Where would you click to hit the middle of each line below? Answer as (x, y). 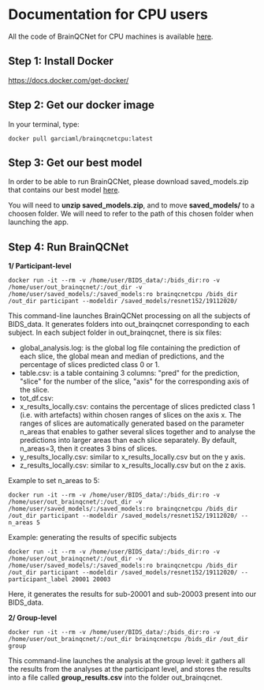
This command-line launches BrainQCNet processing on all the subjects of (129, 316)
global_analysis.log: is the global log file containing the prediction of (130, 348)
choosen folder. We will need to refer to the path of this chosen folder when (131, 214)
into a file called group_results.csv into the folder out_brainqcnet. (115, 677)
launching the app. (39, 222)
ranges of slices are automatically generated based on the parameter (132, 423)
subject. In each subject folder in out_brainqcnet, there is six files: (115, 332)
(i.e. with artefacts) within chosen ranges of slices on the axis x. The (130, 415)
